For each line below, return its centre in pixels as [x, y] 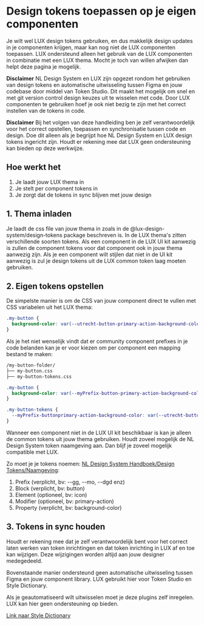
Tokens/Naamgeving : [33, 470]
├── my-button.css [29, 371]
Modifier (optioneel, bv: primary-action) [64, 501]
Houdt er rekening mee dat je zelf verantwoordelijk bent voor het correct [97, 541]
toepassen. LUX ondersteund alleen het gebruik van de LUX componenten [99, 53]
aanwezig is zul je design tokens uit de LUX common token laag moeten [96, 261]
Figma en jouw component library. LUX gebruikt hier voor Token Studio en [99, 579]
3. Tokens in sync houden [56, 527]
